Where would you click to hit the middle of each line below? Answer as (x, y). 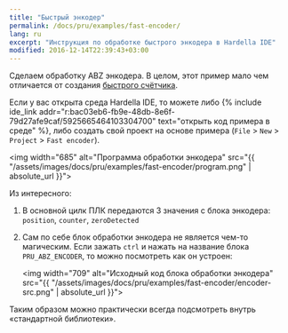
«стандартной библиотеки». (63, 319)
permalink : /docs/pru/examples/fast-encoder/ (95, 26)
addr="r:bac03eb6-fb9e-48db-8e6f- (107, 112)
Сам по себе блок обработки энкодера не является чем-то (135, 237)
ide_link (23, 112)
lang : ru (25, 34)
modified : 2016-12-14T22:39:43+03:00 (79, 51)
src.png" (38, 292)
